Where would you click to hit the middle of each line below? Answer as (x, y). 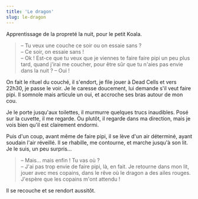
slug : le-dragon (26, 17)
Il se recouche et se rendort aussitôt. (51, 190)
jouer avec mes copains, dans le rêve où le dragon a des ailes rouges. (106, 172)
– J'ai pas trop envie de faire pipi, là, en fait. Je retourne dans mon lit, (105, 167)
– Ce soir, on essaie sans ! (52, 51)
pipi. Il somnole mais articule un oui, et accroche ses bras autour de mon (95, 94)
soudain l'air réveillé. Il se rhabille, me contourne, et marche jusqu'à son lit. (97, 142)
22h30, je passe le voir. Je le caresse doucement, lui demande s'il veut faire (99, 88)
